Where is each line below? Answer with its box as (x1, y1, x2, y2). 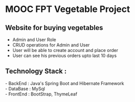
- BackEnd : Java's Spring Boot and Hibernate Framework (5, 80, 124, 86)
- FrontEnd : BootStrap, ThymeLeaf (5, 91, 77, 97)
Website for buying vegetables (5, 23, 103, 32)
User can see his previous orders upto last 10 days (12, 52, 117, 58)
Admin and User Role (12, 36, 56, 42)
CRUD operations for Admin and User (12, 42, 90, 48)
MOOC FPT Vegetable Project (5, 3, 130, 15)
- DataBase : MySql (5, 85, 45, 91)
